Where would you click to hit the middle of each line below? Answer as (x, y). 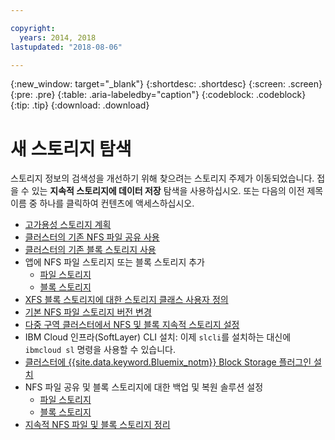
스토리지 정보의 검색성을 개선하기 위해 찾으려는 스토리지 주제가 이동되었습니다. (162, 178)
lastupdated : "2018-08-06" (66, 47)
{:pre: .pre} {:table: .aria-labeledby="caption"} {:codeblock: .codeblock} (158, 95)
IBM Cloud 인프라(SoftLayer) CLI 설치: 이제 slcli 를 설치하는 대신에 (158, 337)
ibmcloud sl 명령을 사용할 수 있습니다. (100, 350)
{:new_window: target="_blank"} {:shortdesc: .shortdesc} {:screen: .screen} (166, 84)
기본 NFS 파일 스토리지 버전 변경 (88, 312)
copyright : (33, 28)
